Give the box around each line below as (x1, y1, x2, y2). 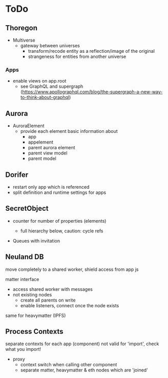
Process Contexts (5, 327, 64, 336)
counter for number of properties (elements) (12, 217, 107, 224)
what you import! (5, 346, 41, 352)
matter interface (5, 276, 39, 282)
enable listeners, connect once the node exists (20, 302, 119, 308)
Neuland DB (5, 252, 44, 262)
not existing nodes (12, 291, 52, 297)
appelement (28, 139, 54, 145)
